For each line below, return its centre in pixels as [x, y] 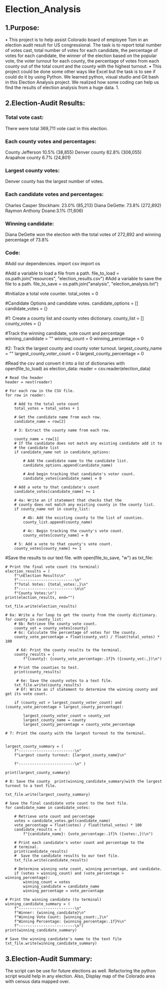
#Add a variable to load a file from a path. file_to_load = [62, 273]
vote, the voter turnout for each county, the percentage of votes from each [82, 61]
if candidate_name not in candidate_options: [62, 452]
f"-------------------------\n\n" [50, 589]
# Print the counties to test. [47, 668]
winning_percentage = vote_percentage [63, 891]
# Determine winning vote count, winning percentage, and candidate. [88, 869]
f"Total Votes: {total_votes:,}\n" [51, 585]
